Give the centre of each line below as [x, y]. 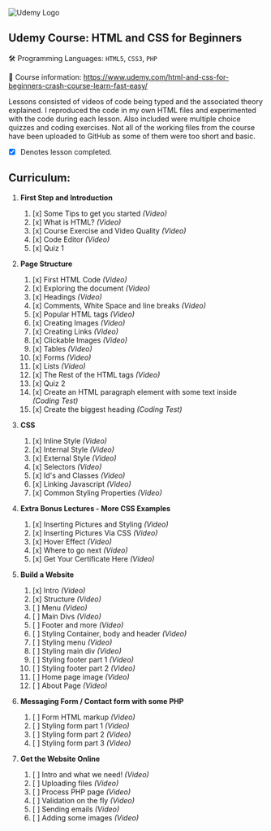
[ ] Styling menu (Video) [72, 642]
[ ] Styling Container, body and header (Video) [110, 633]
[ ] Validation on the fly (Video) [84, 800]
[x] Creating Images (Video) [79, 322]
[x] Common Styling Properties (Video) [97, 492]
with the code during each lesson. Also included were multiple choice [125, 119]
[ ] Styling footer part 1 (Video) [83, 659]
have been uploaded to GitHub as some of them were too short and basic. [132, 136]
